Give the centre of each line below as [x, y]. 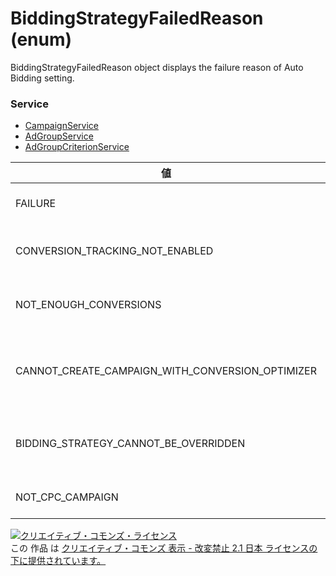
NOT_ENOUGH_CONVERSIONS [88, 305]
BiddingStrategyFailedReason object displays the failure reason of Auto [157, 67]
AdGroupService [59, 136]
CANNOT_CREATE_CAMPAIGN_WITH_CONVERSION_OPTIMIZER [166, 371]
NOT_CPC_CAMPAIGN [67, 497]
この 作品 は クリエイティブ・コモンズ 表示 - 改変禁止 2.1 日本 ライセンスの [164, 548]
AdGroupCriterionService [77, 147]
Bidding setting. [42, 78]
